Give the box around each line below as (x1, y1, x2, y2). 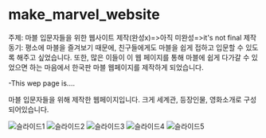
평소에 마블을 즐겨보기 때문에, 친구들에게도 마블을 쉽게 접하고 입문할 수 (25, 42, 244, 52)
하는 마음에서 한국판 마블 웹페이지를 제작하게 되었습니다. (29, 62, 205, 72)
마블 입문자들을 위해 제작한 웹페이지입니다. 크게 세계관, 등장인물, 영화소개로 (8, 94, 242, 104)
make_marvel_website (8, 6, 161, 24)
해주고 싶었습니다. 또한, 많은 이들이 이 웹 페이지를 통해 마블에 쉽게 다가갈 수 (16, 52, 250, 62)
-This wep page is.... (8, 78, 76, 88)
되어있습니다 (8, 105, 48, 114)
